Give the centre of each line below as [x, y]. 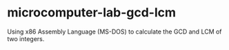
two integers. [26, 38]
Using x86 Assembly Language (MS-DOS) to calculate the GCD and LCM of [114, 32]
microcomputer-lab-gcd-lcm [92, 13]
